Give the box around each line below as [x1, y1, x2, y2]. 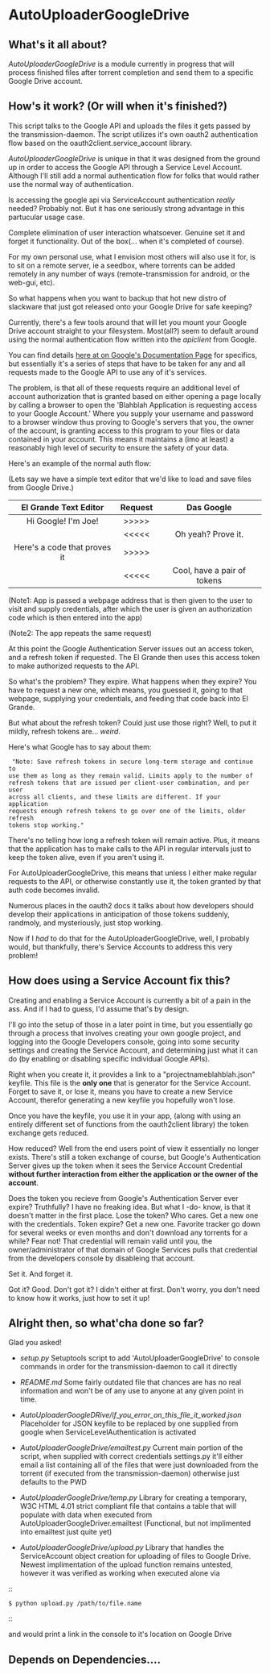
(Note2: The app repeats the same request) [8, 628, 153, 638]
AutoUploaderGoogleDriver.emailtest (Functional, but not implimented [19, 1518, 252, 1528]
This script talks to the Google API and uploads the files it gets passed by [8, 121, 251, 131]
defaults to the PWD [19, 1477, 87, 1487]
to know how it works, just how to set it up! [8, 1293, 150, 1302]
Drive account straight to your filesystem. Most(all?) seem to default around [8, 326, 259, 335]
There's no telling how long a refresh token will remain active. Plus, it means [8, 835, 260, 845]
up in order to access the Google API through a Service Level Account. [8, 162, 243, 172]
